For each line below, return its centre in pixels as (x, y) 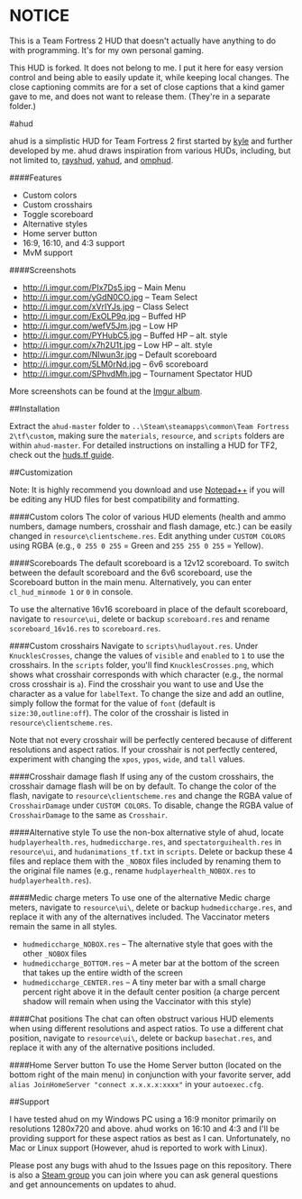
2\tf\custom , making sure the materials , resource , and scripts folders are (147, 435)
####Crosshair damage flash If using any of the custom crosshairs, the (142, 776)
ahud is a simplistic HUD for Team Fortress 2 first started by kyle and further (151, 141)
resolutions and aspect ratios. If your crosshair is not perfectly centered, (143, 749)
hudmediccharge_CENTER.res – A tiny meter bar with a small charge (144, 982)
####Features (36, 178)
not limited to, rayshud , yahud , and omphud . (92, 160)
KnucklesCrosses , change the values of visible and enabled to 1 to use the (147, 655)
